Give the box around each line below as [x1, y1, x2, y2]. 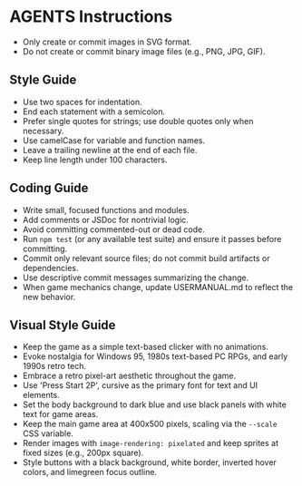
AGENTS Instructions [9, 6, 173, 27]
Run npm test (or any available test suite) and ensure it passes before [22, 233, 282, 244]
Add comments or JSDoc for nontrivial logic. [22, 214, 189, 225]
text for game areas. [22, 409, 99, 420]
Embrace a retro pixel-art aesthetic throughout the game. [22, 370, 237, 382]
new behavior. [22, 291, 76, 302]
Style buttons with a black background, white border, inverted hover [22, 457, 277, 468]
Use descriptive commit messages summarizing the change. [22, 272, 249, 283]
